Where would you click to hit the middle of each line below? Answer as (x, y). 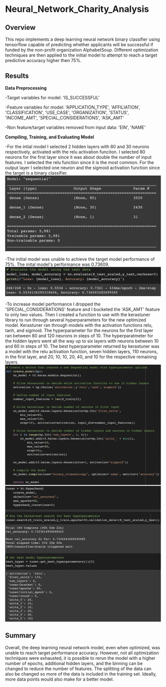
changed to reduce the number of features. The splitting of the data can (78, 669)
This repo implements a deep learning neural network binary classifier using (83, 39)
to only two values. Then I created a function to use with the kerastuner (78, 315)
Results (17, 76)
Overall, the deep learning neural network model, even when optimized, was (83, 647)
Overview (21, 28)
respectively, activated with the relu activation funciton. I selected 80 (75, 152)
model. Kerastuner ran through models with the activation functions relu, (79, 325)
